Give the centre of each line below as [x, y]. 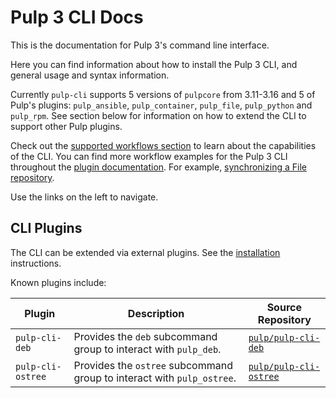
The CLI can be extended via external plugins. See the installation [145, 252]
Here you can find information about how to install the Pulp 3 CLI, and [154, 64]
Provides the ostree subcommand [153, 365]
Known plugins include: [58, 282]
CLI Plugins [46, 228]
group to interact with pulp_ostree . [155, 378]
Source [284, 307]
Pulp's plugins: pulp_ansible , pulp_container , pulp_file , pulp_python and [161, 105]
